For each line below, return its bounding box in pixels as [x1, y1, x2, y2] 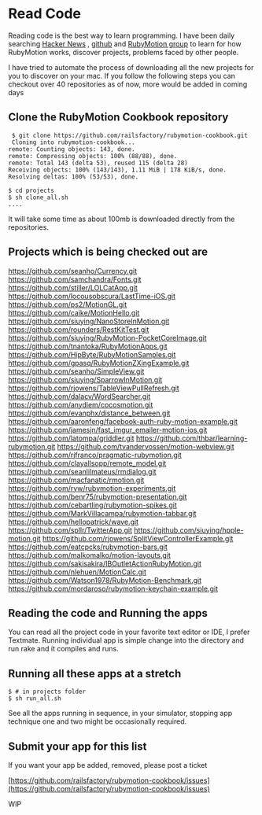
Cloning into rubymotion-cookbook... [11, 138, 135, 146]
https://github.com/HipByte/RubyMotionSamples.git [8, 349, 176, 359]
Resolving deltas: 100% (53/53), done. [8, 172, 139, 181]
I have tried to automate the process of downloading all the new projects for [8, 62, 254, 72]
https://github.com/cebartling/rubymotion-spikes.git [8, 500, 177, 510]
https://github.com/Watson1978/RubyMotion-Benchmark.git [8, 575, 202, 585]
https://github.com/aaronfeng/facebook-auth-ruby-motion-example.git [8, 416, 238, 426]
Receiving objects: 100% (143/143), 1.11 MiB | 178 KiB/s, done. [8, 166, 227, 174]
